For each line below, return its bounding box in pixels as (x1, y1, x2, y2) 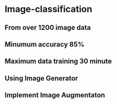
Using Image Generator (4, 74, 78, 83)
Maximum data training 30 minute (4, 57, 112, 66)
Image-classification (4, 3, 93, 15)
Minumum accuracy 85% (4, 40, 85, 48)
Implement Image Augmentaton (4, 91, 106, 100)
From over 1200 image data (4, 23, 91, 32)
